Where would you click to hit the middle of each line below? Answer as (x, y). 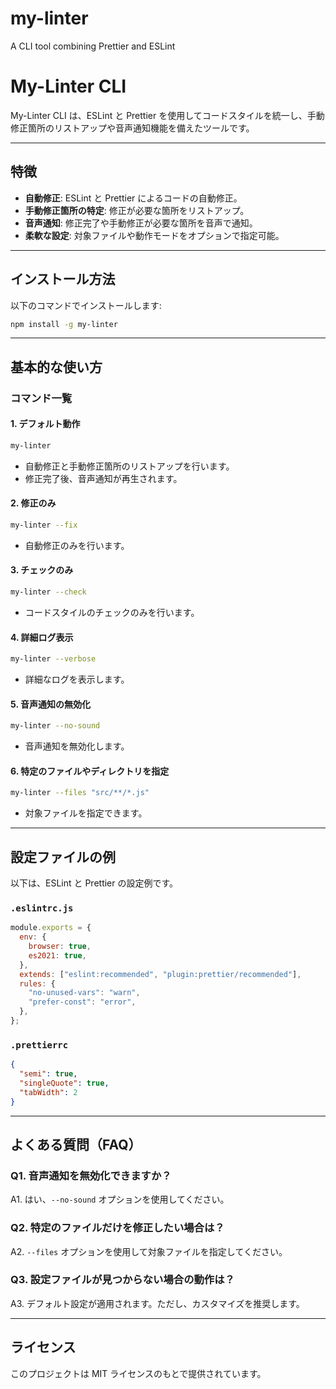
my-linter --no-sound (55, 726)
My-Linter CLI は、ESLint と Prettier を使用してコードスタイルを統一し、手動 (167, 115)
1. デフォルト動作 (45, 424)
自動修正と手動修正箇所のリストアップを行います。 (129, 466)
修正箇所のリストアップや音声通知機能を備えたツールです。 (132, 128)
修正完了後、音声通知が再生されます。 (103, 478)
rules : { (37, 983)
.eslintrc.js (42, 908)
